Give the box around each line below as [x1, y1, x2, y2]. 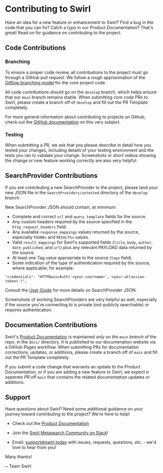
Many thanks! [5, 454, 33, 460]
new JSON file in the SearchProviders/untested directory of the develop [5, 189, 148, 195]
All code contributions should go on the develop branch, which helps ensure [5, 89, 157, 95]
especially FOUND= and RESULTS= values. [12, 234, 90, 240]
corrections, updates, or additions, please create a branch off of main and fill [5, 349, 158, 355]
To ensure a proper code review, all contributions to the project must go [5, 69, 148, 75]
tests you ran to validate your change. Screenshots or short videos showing [5, 152, 156, 158]
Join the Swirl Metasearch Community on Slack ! [12, 430, 108, 436]
